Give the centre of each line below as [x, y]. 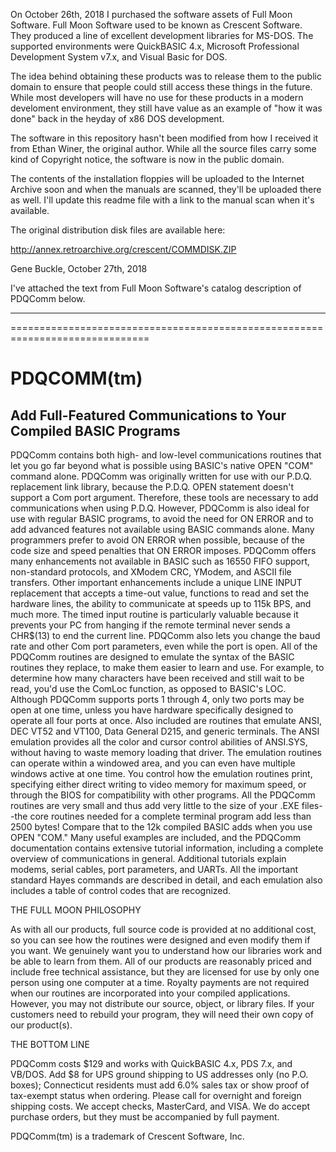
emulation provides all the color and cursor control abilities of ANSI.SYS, [159, 742]
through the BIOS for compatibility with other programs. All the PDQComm [163, 795]
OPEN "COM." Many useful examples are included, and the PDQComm [156, 837]
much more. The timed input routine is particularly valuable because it [154, 614]
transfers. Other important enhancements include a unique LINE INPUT [156, 582]
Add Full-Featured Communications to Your [148, 415]
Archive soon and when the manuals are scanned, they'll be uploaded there [166, 189]
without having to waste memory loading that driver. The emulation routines [166, 752]
